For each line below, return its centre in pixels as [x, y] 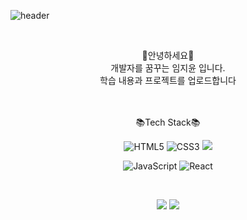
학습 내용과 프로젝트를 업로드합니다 [168, 80]
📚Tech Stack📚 [168, 122]
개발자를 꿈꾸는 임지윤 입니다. [168, 68]
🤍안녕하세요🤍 [168, 55]
